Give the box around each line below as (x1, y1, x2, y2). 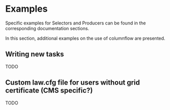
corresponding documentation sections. (5, 25, 90, 31)
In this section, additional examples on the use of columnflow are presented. (5, 35, 165, 41)
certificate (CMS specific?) (5, 86, 93, 95)
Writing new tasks (5, 50, 64, 59)
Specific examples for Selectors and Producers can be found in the (5, 20, 146, 26)
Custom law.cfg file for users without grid (5, 78, 140, 87)
